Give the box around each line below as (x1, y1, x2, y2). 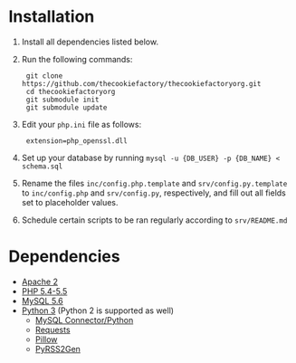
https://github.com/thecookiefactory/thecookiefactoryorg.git (21, 79, 262, 88)
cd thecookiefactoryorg (25, 87, 116, 96)
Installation (8, 6, 95, 27)
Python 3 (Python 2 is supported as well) (21, 305, 174, 316)
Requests (34, 324, 71, 335)
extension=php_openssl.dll (25, 136, 128, 146)
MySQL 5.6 (21, 295, 64, 306)
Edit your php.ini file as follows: (21, 119, 142, 129)
